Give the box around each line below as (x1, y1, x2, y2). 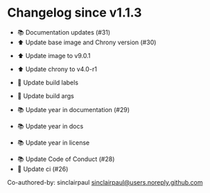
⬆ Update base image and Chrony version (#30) (17, 38, 157, 46)
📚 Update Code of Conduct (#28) (17, 154, 115, 163)
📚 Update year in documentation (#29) (17, 105, 130, 113)
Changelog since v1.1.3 (7, 5, 142, 21)
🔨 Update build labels (17, 78, 78, 86)
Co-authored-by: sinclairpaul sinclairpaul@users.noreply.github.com (7, 178, 203, 186)
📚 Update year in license (17, 138, 90, 147)
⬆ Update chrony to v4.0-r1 (17, 64, 97, 73)
